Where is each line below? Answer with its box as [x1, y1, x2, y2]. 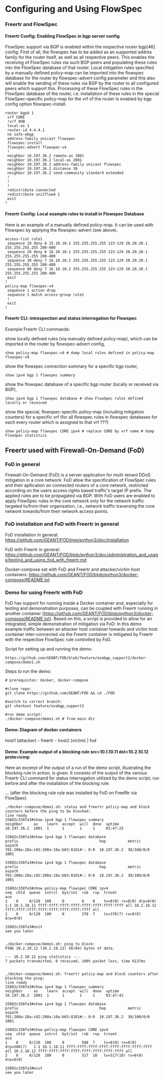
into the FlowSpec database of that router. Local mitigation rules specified [5, 65, 154, 70]
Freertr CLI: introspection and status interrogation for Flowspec [5, 315, 137, 321]
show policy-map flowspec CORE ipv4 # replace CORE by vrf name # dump [5, 428, 154, 434]
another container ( [5, 610, 44, 616]
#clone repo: [5, 686, 32, 691]
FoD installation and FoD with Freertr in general [5, 520, 119, 527]
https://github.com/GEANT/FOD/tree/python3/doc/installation [5, 537, 129, 543]
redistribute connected [7, 188, 56, 193]
